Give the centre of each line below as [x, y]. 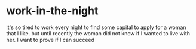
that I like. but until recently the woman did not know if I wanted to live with [98, 33]
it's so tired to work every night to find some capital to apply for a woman [96, 27]
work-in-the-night [52, 11]
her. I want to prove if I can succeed [50, 40]
